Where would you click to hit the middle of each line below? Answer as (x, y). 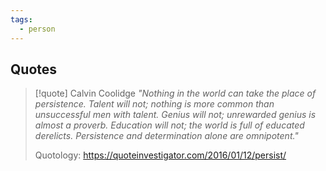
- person (37, 29)
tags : (21, 19)
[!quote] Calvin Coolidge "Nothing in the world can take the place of (175, 93)
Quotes (34, 69)
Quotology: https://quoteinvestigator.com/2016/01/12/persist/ (160, 155)
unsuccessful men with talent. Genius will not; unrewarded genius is (175, 115)
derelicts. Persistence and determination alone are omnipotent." (166, 136)
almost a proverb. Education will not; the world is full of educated (169, 125)
